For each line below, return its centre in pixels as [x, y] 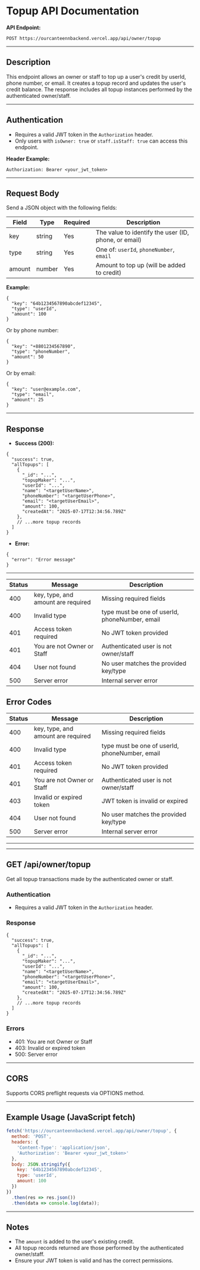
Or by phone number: [32, 330]
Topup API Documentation [73, 11]
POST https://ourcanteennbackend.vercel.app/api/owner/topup [84, 38]
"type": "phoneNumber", [41, 352]
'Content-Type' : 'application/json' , [64, 1147]
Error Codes [29, 702]
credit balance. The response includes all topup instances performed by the [99, 89]
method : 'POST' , [32, 1137]
